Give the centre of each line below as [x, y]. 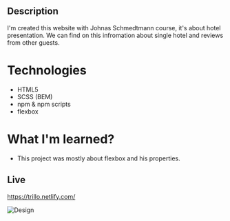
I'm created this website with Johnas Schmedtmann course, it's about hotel [114, 28]
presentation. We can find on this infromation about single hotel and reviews [115, 35]
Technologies [47, 70]
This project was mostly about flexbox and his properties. [98, 158]
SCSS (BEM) [35, 96]
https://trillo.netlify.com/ [41, 196]
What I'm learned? [61, 139]
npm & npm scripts [44, 104]
